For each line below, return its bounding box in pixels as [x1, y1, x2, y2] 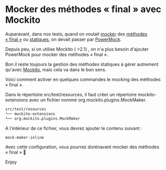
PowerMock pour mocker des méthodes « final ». [5, 51, 108, 58]
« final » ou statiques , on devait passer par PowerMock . [5, 36, 121, 42]
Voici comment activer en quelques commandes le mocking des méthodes [5, 76, 161, 82]
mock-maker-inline [5, 135, 44, 140]
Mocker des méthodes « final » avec [5, 4, 161, 15]
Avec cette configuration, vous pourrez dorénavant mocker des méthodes [5, 144, 159, 150]
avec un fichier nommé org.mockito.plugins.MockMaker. [29, 97, 147, 103]
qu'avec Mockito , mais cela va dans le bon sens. [5, 67, 107, 73]
